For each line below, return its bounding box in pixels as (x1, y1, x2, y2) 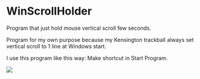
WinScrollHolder (6, 4, 92, 18)
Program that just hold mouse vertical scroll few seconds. (6, 24, 152, 32)
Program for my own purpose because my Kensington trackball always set (6, 36, 194, 43)
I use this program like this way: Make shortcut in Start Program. (6, 54, 168, 61)
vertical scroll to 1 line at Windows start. (6, 43, 106, 50)
